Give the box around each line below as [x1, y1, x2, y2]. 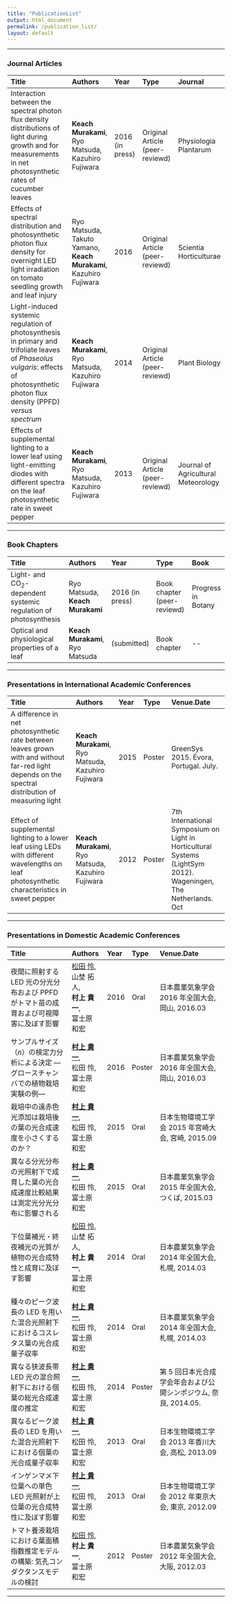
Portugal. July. [171, 761, 218, 771]
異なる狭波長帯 [10, 1361, 60, 1371]
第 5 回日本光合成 [159, 1366, 217, 1376]
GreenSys [171, 744, 204, 754]
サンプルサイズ [10, 1037, 59, 1046]
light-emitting [10, 460, 56, 470]
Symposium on [171, 825, 220, 834]
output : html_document [7, 17, 72, 24]
